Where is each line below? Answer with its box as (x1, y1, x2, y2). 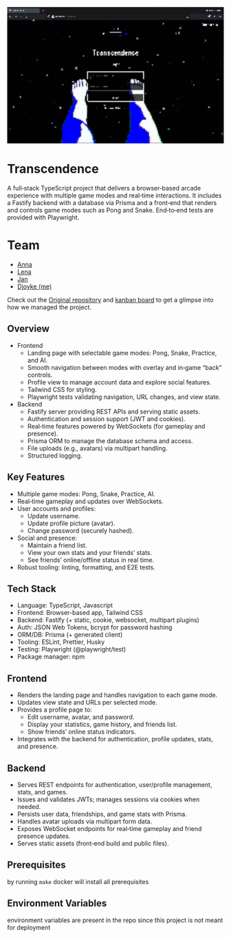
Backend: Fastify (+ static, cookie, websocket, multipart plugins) (16, 616, 199, 624)
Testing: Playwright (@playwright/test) (16, 645, 126, 654)
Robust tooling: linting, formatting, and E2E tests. (16, 563, 156, 571)
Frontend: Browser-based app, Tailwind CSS (16, 609, 143, 617)
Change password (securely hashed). (27, 526, 134, 534)
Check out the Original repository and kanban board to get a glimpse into (7, 296, 214, 304)
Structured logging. (27, 451, 82, 460)
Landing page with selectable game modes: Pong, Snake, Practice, (27, 349, 217, 357)
